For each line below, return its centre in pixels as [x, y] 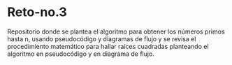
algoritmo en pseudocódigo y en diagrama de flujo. [81, 54]
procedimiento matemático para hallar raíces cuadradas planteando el [108, 46]
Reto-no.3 [37, 12]
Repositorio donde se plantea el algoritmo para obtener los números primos [116, 31]
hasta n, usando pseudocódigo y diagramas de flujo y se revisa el [102, 38]
